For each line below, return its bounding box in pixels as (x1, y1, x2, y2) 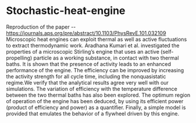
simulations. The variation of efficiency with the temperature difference (6, 85, 177, 92)
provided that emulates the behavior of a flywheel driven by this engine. (6, 110, 180, 117)
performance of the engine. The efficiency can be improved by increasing (6, 66, 184, 73)
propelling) (6, 54, 32, 61)
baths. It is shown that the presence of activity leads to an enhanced (6, 60, 171, 68)
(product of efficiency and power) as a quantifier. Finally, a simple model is (6, 104, 186, 111)
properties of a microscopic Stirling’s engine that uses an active (6, 48, 160, 55)
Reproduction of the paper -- (6, 23, 76, 30)
